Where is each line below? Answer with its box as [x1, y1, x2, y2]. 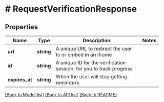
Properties [5, 23, 38, 31]
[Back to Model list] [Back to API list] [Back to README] [5, 92, 117, 98]
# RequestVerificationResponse [5, 3, 137, 15]
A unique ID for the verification [56, 59, 126, 66]
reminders [56, 79, 80, 86]
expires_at [7, 76, 33, 83]
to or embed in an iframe [56, 51, 112, 58]
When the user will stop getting [56, 73, 127, 80]
